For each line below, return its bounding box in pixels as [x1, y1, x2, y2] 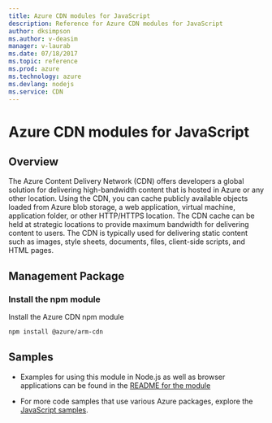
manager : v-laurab [8, 42, 71, 50]
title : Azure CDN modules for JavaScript [8, 11, 151, 20]
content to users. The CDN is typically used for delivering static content [8, 229, 248, 238]
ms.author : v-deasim [8, 34, 79, 43]
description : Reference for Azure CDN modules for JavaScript [8, 20, 223, 28]
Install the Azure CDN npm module [8, 312, 124, 322]
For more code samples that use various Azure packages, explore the [19, 396, 253, 406]
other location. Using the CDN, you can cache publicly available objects [8, 194, 248, 203]
